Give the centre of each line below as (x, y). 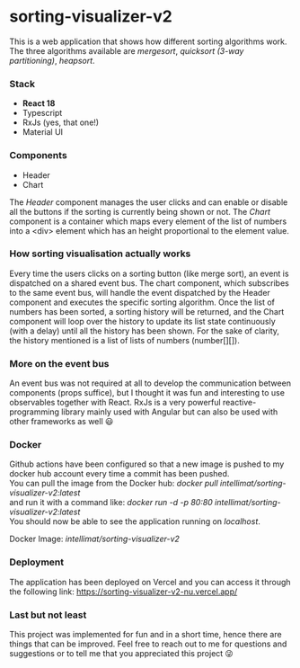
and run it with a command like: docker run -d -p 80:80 (111, 503)
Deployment (37, 562)
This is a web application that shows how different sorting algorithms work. (148, 41)
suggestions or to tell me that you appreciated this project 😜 (121, 654)
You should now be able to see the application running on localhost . (135, 521)
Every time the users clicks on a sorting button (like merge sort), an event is (149, 273)
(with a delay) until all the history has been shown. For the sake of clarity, (145, 331)
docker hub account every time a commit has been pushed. (119, 474)
